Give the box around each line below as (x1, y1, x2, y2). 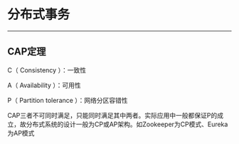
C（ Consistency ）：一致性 (7, 65, 87, 74)
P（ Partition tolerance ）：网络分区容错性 (7, 96, 128, 104)
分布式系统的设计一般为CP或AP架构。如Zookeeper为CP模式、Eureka (26, 120, 228, 128)
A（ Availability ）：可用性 (7, 81, 82, 89)
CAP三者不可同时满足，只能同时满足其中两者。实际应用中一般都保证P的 (7, 111, 218, 119)
